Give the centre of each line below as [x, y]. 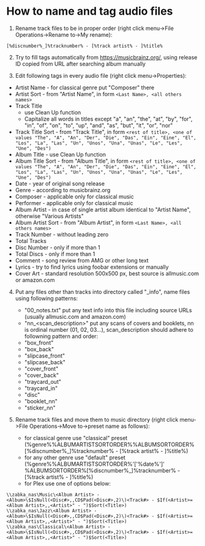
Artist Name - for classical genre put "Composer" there [85, 88]
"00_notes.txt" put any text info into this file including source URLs [108, 310]
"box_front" [39, 342]
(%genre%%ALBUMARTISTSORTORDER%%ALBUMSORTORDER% [109, 444]
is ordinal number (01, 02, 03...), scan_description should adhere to [109, 329]
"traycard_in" [41, 388]
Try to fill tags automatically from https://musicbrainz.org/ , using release [106, 57]
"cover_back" [42, 375]
